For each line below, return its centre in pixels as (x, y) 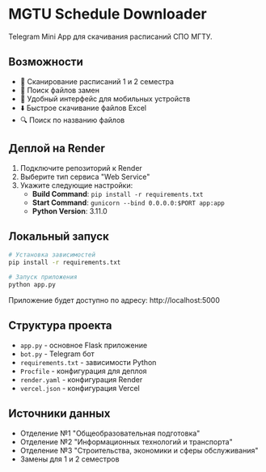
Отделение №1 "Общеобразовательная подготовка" (110, 433)
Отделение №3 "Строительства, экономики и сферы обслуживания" (139, 450)
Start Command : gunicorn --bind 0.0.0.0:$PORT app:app (128, 202)
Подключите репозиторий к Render (81, 168)
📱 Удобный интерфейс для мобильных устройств (105, 99)
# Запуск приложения (43, 277)
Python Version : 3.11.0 (70, 210)
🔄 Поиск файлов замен (59, 90)
